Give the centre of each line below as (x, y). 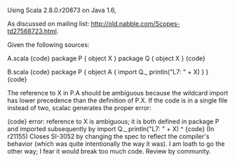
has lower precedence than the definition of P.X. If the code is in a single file (117, 100)
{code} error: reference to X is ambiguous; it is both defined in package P (113, 121)
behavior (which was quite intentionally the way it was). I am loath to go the (116, 144)
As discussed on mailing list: (48, 23)
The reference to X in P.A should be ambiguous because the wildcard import (118, 93)
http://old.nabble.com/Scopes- (135, 23)
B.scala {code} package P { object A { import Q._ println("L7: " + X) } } (108, 72)
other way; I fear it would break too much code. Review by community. (109, 151)
